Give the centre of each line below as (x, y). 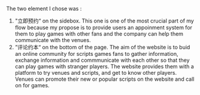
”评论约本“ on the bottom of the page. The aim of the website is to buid (102, 47)
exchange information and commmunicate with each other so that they (102, 60)
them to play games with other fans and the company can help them (99, 34)
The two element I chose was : (44, 9)
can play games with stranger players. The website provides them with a (104, 66)
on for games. (32, 85)
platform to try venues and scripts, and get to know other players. (96, 73)
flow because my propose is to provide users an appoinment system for (104, 27)
